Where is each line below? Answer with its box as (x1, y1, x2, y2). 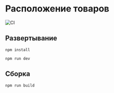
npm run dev (5, 56, 30, 61)
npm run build (5, 83, 35, 88)
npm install (5, 47, 30, 52)
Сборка (5, 69, 30, 78)
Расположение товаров (5, 3, 109, 14)
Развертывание (5, 34, 57, 42)
